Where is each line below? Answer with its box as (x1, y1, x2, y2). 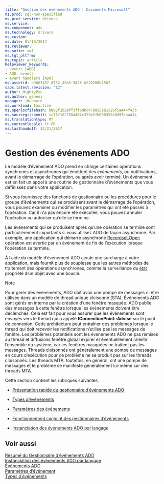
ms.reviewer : (5, 44, 32, 49)
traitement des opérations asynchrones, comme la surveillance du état (5, 265, 147, 271)
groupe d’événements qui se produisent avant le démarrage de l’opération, (5, 199, 156, 205)
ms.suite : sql (5, 48, 34, 53)
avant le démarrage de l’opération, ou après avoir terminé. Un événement (5, 174, 153, 180)
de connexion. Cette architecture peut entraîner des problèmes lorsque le (5, 321, 153, 327)
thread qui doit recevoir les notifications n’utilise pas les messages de (5, 326, 145, 332)
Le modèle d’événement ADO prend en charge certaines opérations (5, 163, 141, 170)
